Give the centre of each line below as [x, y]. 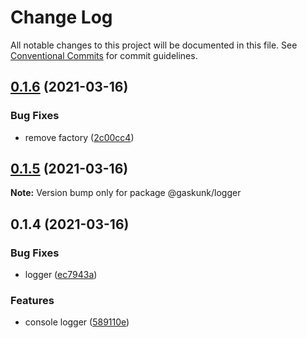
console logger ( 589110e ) [77, 322]
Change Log [61, 17]
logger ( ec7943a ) [61, 275]
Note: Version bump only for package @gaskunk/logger [126, 193]
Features [32, 301]
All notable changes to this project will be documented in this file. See [154, 45]
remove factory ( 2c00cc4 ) [79, 137]
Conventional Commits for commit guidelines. [104, 55]
